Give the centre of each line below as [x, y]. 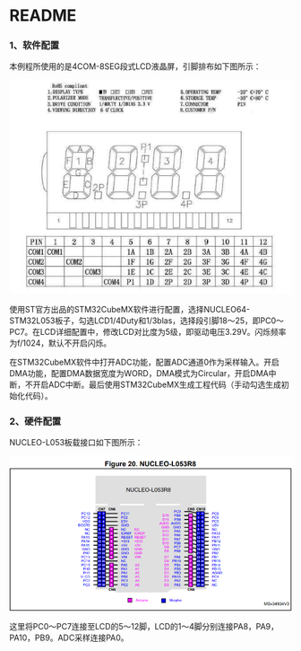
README [43, 16]
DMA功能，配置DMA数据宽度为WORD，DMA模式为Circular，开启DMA [139, 374]
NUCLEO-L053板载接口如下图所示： [76, 443]
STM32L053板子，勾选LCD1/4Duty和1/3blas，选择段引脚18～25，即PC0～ [147, 321]
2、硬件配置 [35, 421]
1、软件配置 [34, 46]
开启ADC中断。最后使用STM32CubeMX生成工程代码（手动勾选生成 [157, 385]
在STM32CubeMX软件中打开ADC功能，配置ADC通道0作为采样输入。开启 [145, 362]
